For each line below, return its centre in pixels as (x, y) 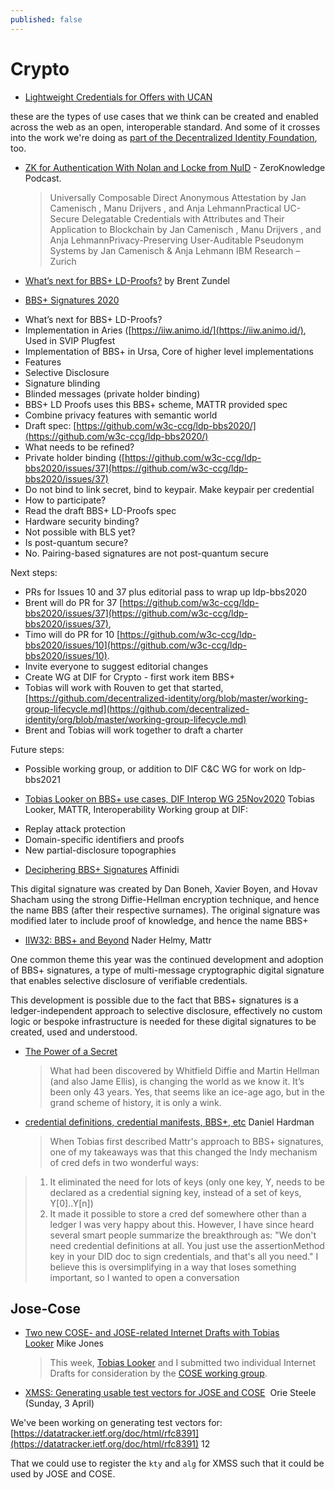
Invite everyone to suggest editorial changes (116, 666)
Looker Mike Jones (64, 1343)
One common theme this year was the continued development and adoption (167, 959)
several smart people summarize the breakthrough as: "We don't (183, 1235)
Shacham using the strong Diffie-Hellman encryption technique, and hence (165, 899)
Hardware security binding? (82, 521)
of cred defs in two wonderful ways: (124, 1162)
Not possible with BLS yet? (80, 532)
